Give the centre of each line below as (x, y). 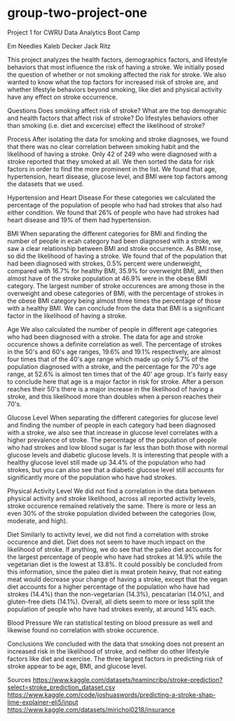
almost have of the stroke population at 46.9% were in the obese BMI (107, 278)
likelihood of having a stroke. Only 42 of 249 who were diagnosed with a (112, 154)
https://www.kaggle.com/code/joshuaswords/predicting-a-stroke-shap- (112, 694)
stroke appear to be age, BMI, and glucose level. (77, 666)
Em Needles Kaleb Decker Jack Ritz (59, 46)
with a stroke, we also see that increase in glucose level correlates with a (113, 432)
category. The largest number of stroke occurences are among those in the (116, 285)
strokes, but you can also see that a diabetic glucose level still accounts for (116, 469)
